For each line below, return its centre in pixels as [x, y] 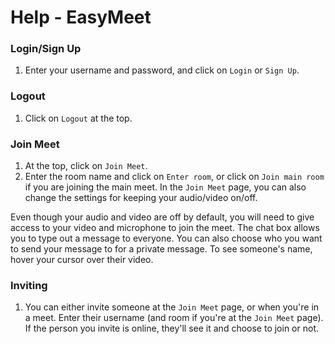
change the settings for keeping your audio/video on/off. [141, 198]
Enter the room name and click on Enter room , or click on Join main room [174, 177]
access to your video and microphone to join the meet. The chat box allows [165, 228]
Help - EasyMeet [81, 17]
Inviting [29, 285]
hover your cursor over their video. [82, 260]
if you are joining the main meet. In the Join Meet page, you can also [165, 187]
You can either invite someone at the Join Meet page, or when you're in [172, 307]
